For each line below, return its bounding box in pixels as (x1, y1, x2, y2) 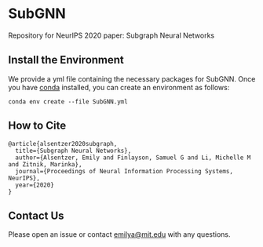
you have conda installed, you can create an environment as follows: (8, 82, 230, 92)
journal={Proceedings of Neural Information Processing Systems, (15, 167, 234, 175)
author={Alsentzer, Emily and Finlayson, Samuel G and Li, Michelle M (15, 154, 251, 162)
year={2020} (15, 181, 55, 189)
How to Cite (8, 119, 67, 133)
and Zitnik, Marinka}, (8, 160, 82, 169)
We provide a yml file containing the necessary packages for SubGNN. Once (8, 74, 256, 83)
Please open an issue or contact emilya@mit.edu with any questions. (8, 230, 231, 239)
